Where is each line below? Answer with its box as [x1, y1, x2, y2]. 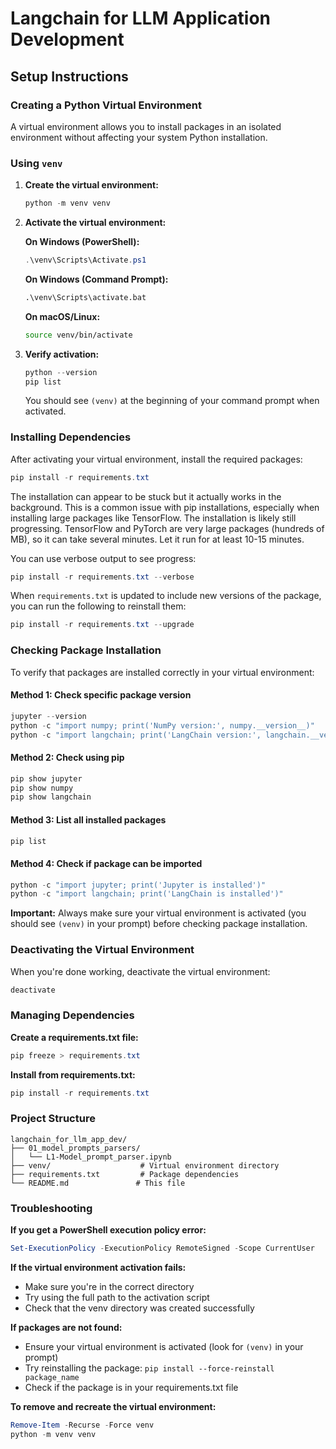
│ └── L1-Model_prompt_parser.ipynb [10, 1152, 172, 1162]
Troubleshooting [10, 1201, 93, 1215]
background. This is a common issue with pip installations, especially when [10, 501, 320, 513]
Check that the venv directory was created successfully [24, 1302, 255, 1314]
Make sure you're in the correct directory [24, 1281, 195, 1293]
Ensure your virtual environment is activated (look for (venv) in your [24, 1341, 304, 1353]
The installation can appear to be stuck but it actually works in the [10, 490, 282, 502]
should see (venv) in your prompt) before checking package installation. [10, 918, 308, 930]
